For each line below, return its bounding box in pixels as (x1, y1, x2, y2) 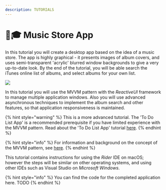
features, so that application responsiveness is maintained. (5, 105, 125, 111)
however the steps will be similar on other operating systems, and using (5, 159, 152, 165)
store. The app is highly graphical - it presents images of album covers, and (5, 54, 160, 60)
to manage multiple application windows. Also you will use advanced (5, 94, 146, 100)
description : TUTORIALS (5, 7, 55, 12)
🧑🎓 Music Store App (5, 29, 94, 40)
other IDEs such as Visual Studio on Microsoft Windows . (5, 165, 120, 171)
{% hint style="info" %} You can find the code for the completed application (5, 174, 161, 180)
